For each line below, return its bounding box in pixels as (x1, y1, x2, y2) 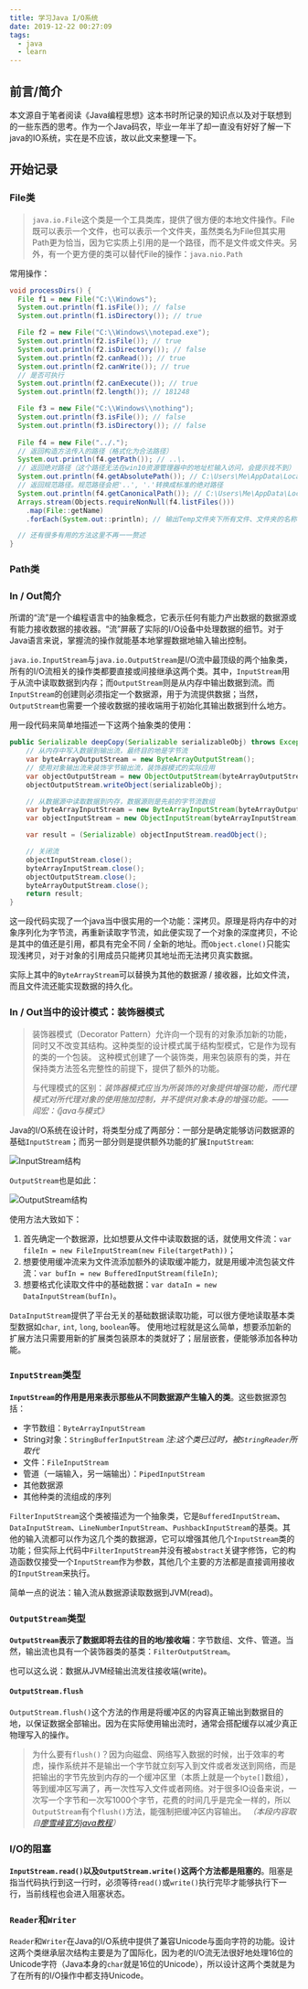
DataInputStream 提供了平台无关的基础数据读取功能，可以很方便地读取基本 (9, 1310, 288, 1321)
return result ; (26, 889, 84, 899)
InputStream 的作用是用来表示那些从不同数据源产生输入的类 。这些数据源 (9, 1391, 279, 1402)
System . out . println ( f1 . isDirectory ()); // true (17, 312, 203, 321)
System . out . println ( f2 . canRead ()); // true (17, 353, 186, 362)
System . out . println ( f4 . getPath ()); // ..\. (17, 454, 186, 465)
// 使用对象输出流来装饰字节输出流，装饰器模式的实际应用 (26, 763, 216, 773)
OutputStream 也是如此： (9, 1174, 99, 1185)
